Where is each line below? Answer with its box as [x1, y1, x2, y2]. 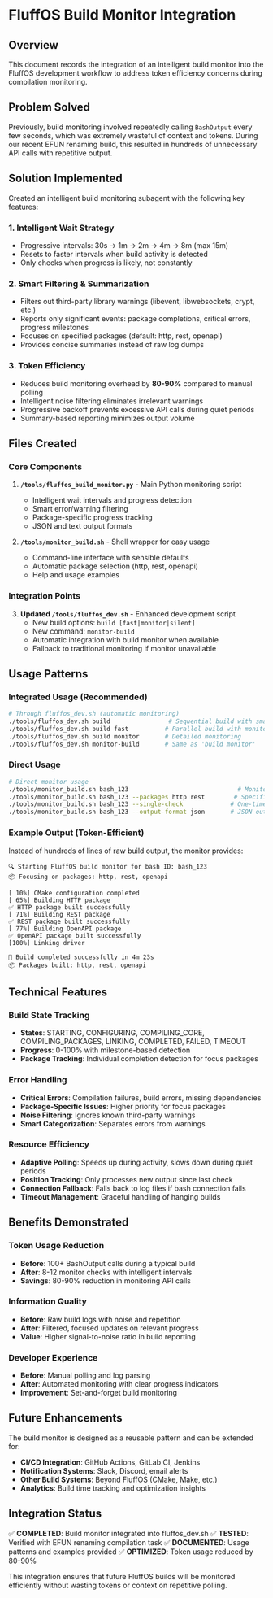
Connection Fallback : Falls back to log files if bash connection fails [19, 1183, 246, 1193]
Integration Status [8, 1507, 102, 1521]
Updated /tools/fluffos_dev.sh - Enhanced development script [19, 608, 236, 619]
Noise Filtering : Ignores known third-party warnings [19, 1110, 196, 1120]
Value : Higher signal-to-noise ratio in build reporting [19, 1331, 197, 1341]
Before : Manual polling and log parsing [19, 1370, 151, 1380]
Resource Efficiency [8, 1139, 90, 1150]
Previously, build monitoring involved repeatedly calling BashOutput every [8, 122, 253, 132]
